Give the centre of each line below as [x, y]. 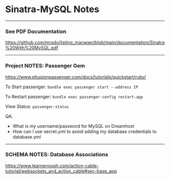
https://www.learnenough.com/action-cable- [52, 165]
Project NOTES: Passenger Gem [45, 66]
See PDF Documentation [36, 31]
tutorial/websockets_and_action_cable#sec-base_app [61, 171]
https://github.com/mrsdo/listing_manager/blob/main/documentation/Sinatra [85, 43]
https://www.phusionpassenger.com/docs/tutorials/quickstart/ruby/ [76, 77]
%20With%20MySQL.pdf [32, 48]
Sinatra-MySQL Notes [52, 9]
